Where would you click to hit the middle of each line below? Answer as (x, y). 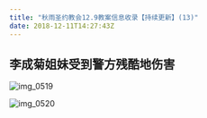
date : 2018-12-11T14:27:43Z (62, 26)
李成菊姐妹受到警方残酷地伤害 (92, 64)
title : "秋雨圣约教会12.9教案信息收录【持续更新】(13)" (104, 17)
